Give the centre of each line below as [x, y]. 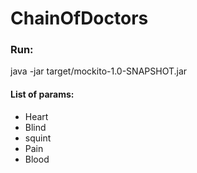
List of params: [42, 94]
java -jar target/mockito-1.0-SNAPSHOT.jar [99, 71]
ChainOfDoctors [79, 18]
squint [38, 138]
